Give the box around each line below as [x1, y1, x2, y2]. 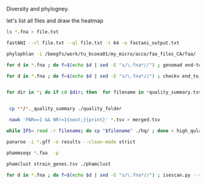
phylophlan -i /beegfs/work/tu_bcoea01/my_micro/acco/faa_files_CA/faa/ [6, 51, 196, 57]
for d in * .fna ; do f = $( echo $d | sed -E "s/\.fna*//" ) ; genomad [6, 62, 183, 68]
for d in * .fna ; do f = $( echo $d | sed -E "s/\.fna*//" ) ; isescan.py [6, 172, 191, 178]
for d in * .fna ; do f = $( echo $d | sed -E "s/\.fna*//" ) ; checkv [6, 73, 180, 79]
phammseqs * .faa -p [6, 150, 59, 156]
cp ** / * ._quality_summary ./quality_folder [9, 106, 122, 112]
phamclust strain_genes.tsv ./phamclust [6, 161, 112, 167]
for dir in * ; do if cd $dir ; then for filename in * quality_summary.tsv [6, 89, 202, 95]
